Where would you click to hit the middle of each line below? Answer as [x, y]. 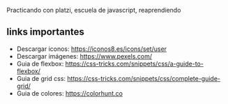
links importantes [46, 32]
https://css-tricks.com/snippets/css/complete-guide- [144, 78]
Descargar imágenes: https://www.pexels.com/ [84, 56]
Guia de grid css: [41, 78]
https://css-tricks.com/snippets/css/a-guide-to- [134, 64]
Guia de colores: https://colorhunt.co [70, 93]
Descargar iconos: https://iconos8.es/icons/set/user [92, 49]
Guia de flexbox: [40, 64]
